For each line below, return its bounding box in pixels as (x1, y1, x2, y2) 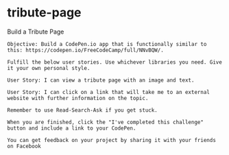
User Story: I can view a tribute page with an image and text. (7, 77, 195, 84)
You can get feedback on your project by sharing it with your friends (7, 136, 216, 143)
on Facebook (7, 143, 41, 150)
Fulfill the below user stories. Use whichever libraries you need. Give (7, 58, 223, 66)
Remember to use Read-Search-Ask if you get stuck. (7, 106, 158, 114)
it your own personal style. (7, 64, 91, 71)
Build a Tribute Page (7, 27, 64, 36)
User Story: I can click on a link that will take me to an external (7, 88, 210, 95)
